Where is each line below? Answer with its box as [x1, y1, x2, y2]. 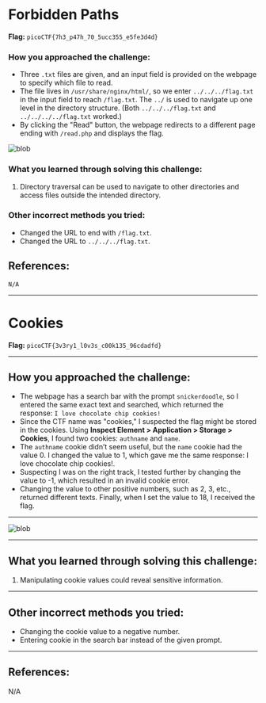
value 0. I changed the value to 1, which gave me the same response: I [19, 450, 249, 460]
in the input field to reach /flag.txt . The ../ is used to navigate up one [19, 95, 253, 105]
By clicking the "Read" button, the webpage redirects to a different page [19, 120, 256, 130]
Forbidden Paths [8, 6, 120, 24]
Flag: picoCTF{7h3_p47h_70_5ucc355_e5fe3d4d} [8, 32, 158, 41]
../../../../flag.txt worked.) [19, 112, 123, 121]
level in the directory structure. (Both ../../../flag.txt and [19, 103, 216, 113]
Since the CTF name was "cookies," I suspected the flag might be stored [19, 417, 257, 426]
